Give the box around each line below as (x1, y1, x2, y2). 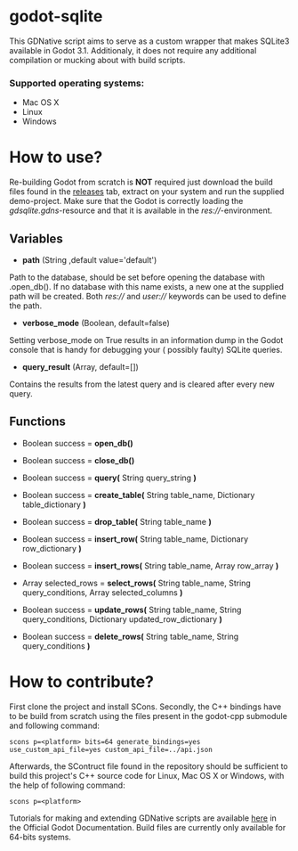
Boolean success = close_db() (21, 454, 135, 465)
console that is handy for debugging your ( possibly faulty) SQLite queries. (9, 344, 283, 355)
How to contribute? (9, 671, 154, 691)
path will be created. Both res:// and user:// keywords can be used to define (9, 290, 287, 301)
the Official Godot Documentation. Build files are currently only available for (9, 822, 286, 832)
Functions (9, 414, 67, 430)
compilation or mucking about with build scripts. (9, 54, 186, 65)
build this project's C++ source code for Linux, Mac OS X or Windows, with (9, 770, 285, 781)
